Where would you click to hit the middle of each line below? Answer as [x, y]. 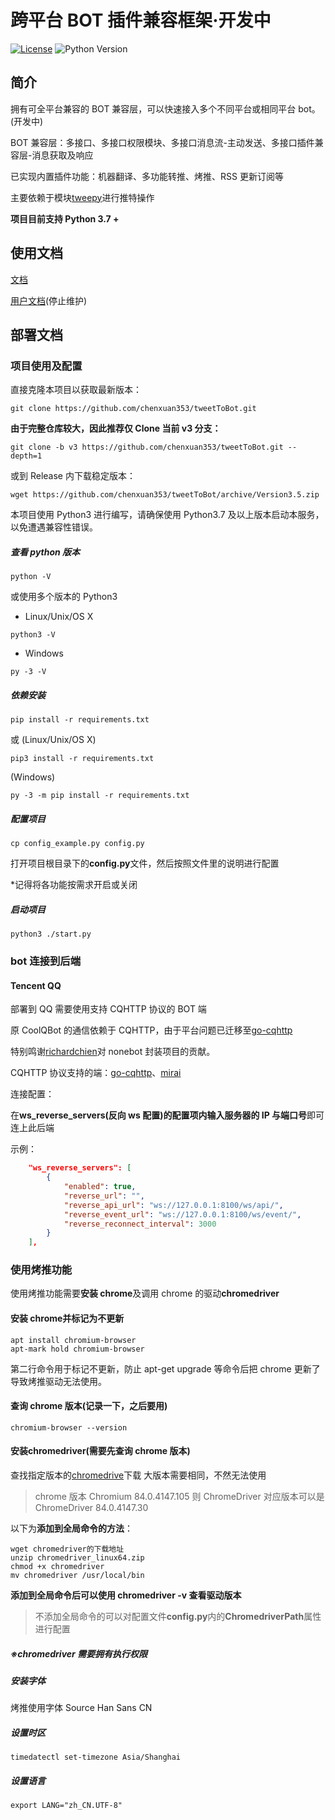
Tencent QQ [36, 985]
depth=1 [26, 456]
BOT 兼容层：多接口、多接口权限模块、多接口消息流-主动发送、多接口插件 [162, 142]
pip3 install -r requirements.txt [82, 759]
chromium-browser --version [69, 1427]
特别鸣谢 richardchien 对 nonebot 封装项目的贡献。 [113, 1052]
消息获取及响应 [62, 155]
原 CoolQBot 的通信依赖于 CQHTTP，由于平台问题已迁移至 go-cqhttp [151, 1030]
